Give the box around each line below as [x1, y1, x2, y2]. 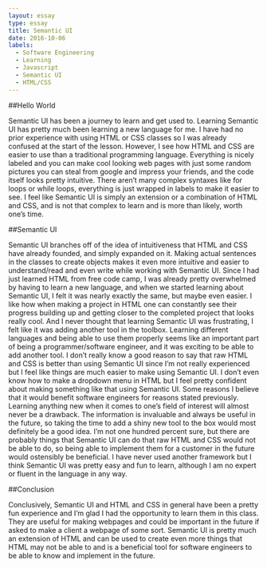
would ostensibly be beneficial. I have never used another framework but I [8, 452, 252, 461]
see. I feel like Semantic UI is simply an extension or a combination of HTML [8, 192, 257, 202]
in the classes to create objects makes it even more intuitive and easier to [8, 257, 249, 266]
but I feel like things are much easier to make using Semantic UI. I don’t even [8, 367, 260, 377]
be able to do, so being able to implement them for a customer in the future [8, 444, 255, 453]
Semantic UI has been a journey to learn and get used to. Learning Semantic [8, 116, 259, 125]
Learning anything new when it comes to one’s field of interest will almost [8, 400, 249, 411]
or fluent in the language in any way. [8, 468, 128, 479]
